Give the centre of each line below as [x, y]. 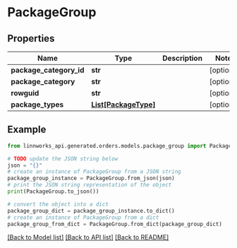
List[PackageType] [123, 105]
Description [182, 58]
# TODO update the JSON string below [63, 159]
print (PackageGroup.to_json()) [53, 191]
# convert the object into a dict [58, 204]
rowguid [25, 93]
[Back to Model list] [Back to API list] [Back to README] [88, 237]
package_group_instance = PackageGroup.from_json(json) [91, 178]
